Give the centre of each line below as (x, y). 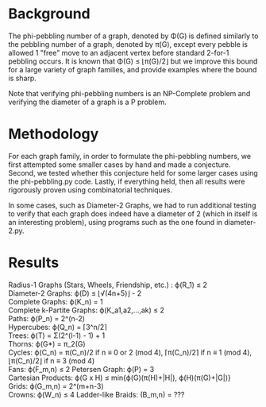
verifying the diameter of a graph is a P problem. (87, 102)
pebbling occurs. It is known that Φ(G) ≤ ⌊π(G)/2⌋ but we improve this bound (133, 61)
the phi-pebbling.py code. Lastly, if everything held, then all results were (127, 181)
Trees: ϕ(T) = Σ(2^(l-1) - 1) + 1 (57, 335)
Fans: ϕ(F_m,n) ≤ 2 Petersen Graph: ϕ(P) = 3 (81, 369)
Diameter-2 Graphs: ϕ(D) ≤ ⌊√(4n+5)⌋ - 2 (75, 293)
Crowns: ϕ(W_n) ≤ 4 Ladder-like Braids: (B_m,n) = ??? (96, 394)
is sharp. (23, 78)
